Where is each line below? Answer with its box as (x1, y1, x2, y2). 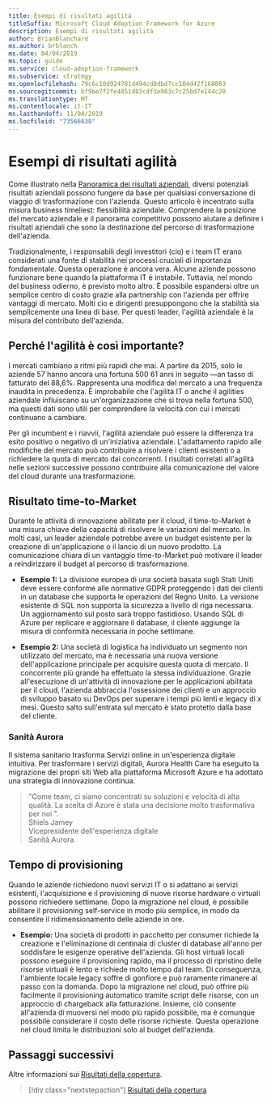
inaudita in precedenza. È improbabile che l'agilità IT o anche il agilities (8, 386, 244, 396)
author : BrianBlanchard (8, 34, 89, 43)
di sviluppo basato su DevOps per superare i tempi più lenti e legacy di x (19, 694, 261, 704)
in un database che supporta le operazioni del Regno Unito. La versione (19, 592, 259, 602)
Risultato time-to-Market (8, 495, 138, 509)
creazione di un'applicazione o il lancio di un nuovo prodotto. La (8, 542, 222, 551)
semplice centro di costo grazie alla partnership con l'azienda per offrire (8, 290, 249, 299)
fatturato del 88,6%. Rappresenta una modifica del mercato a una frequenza (8, 378, 263, 388)
